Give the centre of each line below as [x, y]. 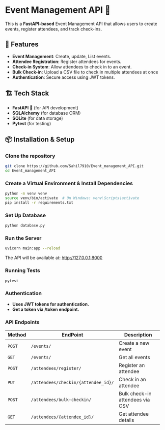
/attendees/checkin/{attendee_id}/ [73, 383]
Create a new [134, 343]
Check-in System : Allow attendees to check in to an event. [72, 66]
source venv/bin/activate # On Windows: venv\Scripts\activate [72, 198]
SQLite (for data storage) [38, 118]
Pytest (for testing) [32, 123]
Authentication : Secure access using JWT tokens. [64, 77]
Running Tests [23, 270]
